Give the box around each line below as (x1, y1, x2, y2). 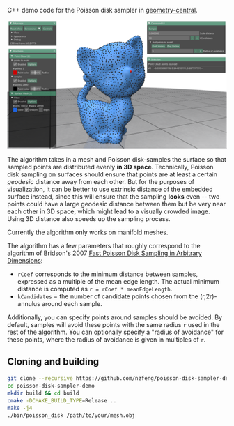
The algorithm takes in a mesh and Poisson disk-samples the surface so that (7, 155, 226, 164)
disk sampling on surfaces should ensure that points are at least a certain (7, 170, 218, 178)
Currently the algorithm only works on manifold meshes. (7, 228, 169, 236)
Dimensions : (7, 257, 43, 265)
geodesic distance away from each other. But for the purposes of (7, 178, 195, 186)
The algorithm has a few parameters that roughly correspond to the (7, 242, 201, 250)
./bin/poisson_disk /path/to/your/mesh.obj (7, 411, 136, 419)
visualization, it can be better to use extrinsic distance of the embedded (7, 185, 214, 194)
